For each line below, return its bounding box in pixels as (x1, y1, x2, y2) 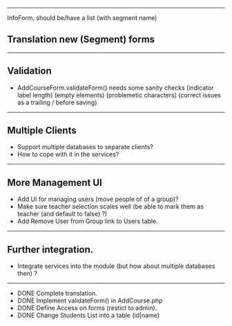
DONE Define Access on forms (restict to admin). (17, 304, 157, 312)
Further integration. (7, 243, 94, 256)
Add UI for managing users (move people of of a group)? (17, 195, 179, 204)
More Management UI (7, 177, 102, 189)
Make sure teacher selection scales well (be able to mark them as (17, 202, 204, 211)
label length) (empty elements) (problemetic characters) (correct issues (17, 90, 222, 99)
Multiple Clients (7, 125, 77, 137)
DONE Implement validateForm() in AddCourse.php (17, 296, 163, 305)
